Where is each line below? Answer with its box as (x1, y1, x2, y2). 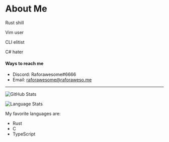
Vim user (5, 29, 24, 35)
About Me (5, 3, 47, 15)
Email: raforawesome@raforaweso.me (12, 77, 92, 83)
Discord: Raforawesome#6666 (12, 71, 76, 78)
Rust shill (5, 20, 24, 26)
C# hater (5, 49, 24, 55)
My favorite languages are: (5, 111, 61, 117)
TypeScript (12, 131, 36, 137)
